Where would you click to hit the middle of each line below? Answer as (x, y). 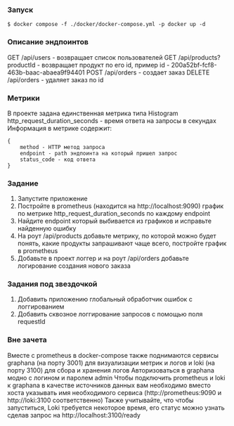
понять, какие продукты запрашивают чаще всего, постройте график (122, 243)
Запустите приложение (52, 199)
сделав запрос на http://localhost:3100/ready (74, 415)
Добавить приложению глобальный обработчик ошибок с (105, 299)
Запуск (20, 10)
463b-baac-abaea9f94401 (46, 72)
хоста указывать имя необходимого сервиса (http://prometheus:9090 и (115, 392)
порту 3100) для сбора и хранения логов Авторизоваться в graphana (111, 370)
